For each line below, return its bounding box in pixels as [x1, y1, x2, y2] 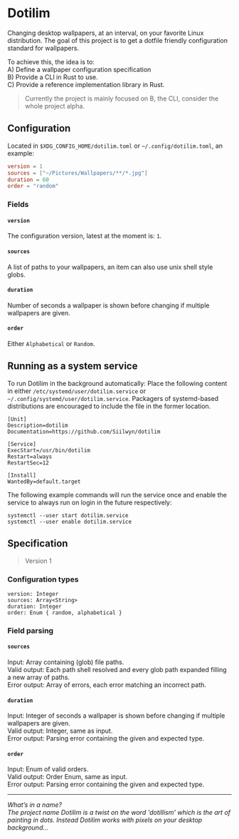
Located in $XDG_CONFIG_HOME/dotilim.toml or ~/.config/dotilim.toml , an [7, 141, 223, 150]
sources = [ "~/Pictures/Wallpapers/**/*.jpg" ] [7, 169, 148, 176]
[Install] [7, 472, 37, 479]
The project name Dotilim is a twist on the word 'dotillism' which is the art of [7, 808, 231, 817]
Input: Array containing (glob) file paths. [7, 658, 124, 666]
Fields [7, 200, 29, 210]
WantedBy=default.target [7, 478, 81, 485]
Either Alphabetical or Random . [7, 339, 95, 347]
